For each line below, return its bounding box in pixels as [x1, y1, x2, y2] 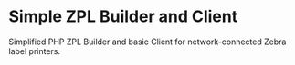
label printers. [8, 45, 61, 56]
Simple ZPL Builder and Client [8, 6, 238, 27]
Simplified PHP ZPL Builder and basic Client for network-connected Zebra [8, 36, 287, 47]
